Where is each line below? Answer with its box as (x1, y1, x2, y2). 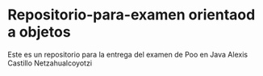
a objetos (7, 23, 71, 41)
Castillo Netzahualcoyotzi (7, 58, 93, 68)
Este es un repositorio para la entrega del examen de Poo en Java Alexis (7, 49, 248, 59)
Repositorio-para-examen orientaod (7, 6, 256, 24)
